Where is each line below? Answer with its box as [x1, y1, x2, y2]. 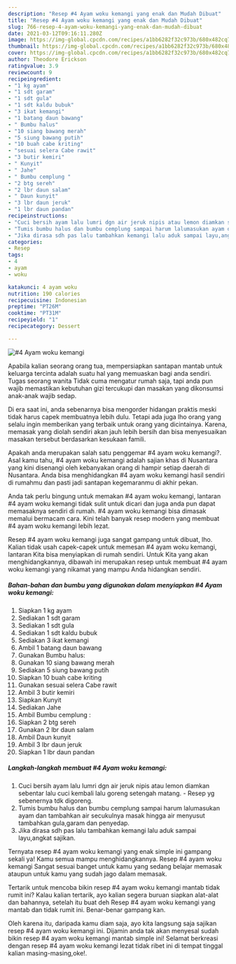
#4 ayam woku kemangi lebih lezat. [8, 522, 110, 530]
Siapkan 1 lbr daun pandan [18, 747, 95, 756]
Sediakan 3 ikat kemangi [18, 636, 90, 644]
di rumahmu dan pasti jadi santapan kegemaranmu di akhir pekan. [8, 478, 198, 487]
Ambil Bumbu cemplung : [18, 710, 91, 719]
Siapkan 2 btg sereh [18, 718, 76, 726]
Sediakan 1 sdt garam [18, 613, 81, 622]
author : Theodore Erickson [8, 56, 87, 63]
